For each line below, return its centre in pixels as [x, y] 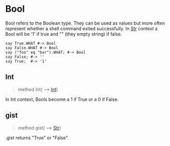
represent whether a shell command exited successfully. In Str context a [81, 28]
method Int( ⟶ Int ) [38, 89]
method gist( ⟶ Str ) [39, 128]
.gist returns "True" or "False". [37, 138]
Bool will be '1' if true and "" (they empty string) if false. [64, 34]
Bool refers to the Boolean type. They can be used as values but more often [85, 23]
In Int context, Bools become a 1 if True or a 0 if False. [62, 99]
